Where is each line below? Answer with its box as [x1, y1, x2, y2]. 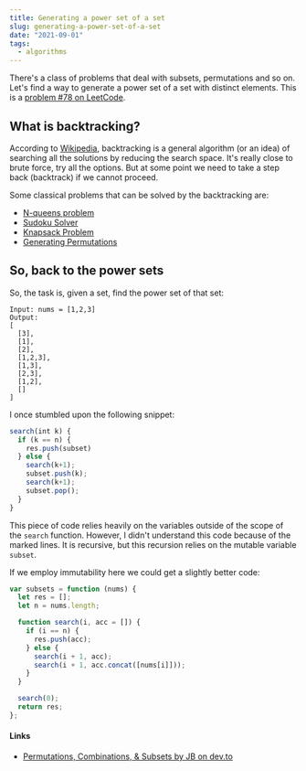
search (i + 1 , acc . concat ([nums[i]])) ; [33, 660, 185, 669]
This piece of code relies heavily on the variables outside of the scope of [9, 519, 284, 530]
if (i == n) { [26, 626, 79, 636]
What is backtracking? [9, 118, 141, 134]
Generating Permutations [22, 236, 118, 247]
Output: [9, 313, 39, 322]
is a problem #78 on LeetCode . [9, 92, 126, 103]
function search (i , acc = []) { [17, 618, 142, 627]
